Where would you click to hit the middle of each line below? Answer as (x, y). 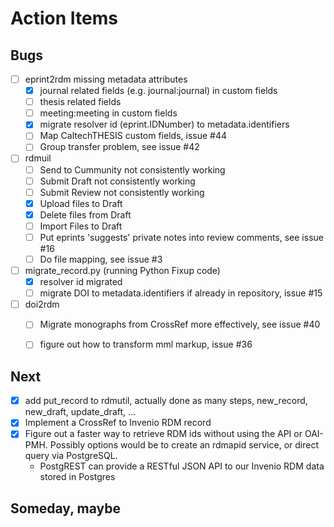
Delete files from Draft (85, 214)
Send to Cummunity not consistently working (132, 169)
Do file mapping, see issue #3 (101, 259)
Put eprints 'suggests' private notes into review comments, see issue (181, 237)
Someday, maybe (65, 508)
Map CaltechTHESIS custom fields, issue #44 (133, 136)
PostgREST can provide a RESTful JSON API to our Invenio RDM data (182, 466)
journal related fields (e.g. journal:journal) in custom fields (158, 91)
